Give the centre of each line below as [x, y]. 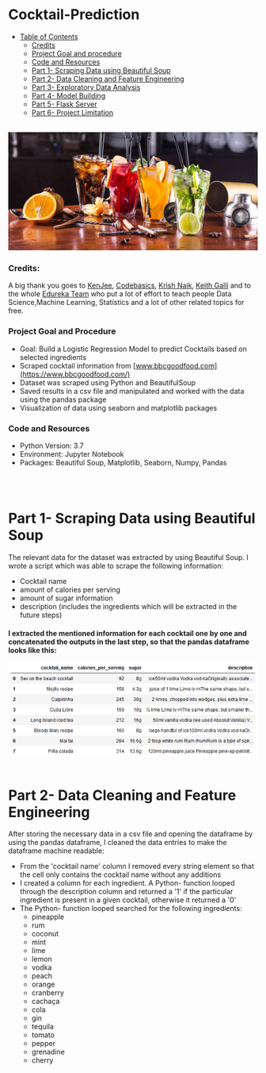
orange [43, 984]
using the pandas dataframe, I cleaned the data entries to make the [118, 843]
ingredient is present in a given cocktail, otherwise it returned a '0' [128, 900]
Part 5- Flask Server [64, 104]
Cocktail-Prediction [74, 15]
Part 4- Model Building [68, 95]
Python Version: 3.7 [52, 446]
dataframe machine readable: [56, 851]
